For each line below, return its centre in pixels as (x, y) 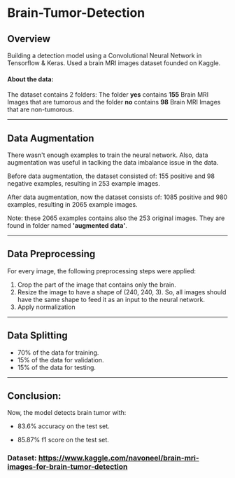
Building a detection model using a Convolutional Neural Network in (105, 55)
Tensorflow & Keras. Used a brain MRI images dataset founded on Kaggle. (114, 63)
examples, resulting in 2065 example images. (72, 205)
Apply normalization (46, 307)
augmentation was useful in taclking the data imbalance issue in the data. (113, 163)
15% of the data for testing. (57, 367)
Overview (29, 39)
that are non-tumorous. (41, 109)
